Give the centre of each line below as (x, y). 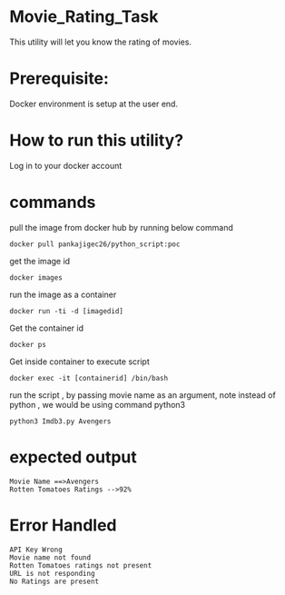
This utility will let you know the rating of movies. (101, 42)
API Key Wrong (36, 550)
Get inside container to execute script (79, 362)
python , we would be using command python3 (98, 404)
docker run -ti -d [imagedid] (67, 311)
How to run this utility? (97, 140)
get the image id (40, 261)
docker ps (28, 344)
